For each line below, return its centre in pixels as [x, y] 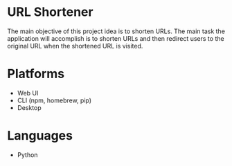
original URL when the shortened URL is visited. [75, 46]
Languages [40, 136]
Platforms [36, 74]
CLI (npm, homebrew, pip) [54, 100]
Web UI [28, 93]
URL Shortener [50, 12]
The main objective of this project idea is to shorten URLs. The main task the [116, 31]
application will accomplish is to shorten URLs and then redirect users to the [116, 38]
